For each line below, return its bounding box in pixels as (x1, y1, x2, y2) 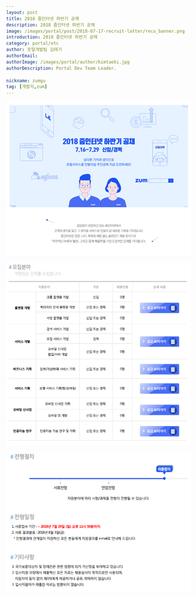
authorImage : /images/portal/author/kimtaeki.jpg (6, 59, 130, 65)
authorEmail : (6, 53, 38, 59)
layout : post (6, 9, 38, 15)
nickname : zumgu (6, 78, 46, 83)
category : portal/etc (6, 41, 59, 46)
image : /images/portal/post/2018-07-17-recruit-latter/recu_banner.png (6, 28, 185, 34)
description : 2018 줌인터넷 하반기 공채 (6, 22, 95, 28)
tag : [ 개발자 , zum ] (6, 84, 48, 90)
